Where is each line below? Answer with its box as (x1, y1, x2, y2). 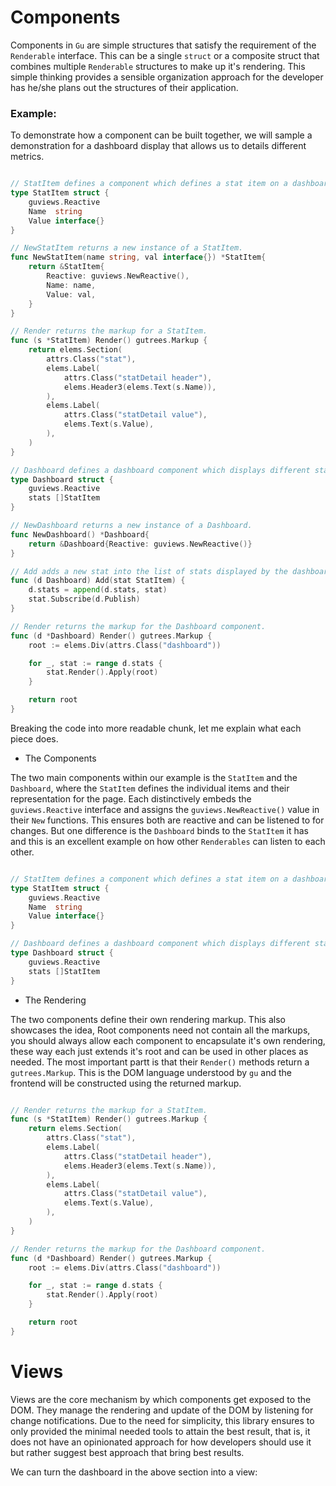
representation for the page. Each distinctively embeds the (10, 792, 252, 805)
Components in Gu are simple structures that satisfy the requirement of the (10, 39, 317, 51)
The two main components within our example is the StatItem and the (10, 771, 298, 783)
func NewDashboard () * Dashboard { (10, 529, 150, 540)
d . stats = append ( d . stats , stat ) (28, 585, 168, 595)
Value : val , (46, 289, 97, 300)
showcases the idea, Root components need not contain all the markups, (10, 1024, 311, 1036)
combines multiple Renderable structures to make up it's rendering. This (10, 60, 306, 72)
